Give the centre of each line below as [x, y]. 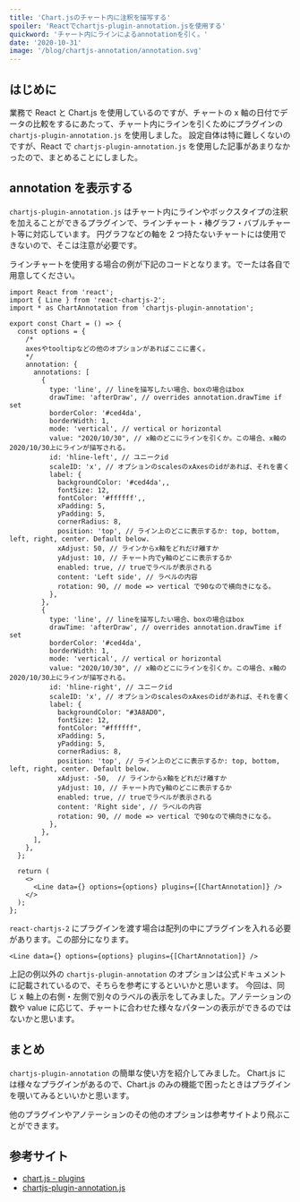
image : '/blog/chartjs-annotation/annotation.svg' [106, 51]
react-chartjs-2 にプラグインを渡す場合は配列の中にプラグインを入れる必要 [150, 928]
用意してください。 [45, 275]
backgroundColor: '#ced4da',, [113, 482]
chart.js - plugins [54, 1179]
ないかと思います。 [44, 1019]
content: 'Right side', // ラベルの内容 [129, 806]
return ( [34, 871]
